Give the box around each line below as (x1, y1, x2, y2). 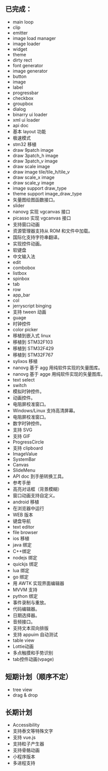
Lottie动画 (12, 643, 34, 650)
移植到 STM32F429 (12, 345, 55, 351)
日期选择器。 (12, 612, 40, 618)
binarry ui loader (12, 111, 48, 117)
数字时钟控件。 (12, 420, 44, 427)
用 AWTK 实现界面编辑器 (12, 580, 65, 586)
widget (12, 46, 28, 52)
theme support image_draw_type (12, 190, 83, 196)
